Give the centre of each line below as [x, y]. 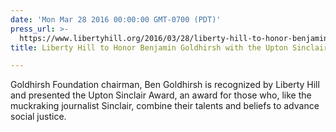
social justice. [38, 117]
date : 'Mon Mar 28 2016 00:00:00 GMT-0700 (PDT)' [116, 19]
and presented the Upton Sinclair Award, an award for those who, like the [161, 95]
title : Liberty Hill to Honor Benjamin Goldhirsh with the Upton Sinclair [169, 47]
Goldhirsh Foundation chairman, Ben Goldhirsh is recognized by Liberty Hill [165, 85]
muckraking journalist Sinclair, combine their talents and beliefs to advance [165, 106]
